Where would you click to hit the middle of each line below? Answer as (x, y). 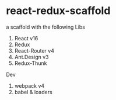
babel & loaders (33, 92)
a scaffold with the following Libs (46, 27)
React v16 (26, 38)
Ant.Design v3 (31, 57)
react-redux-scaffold (58, 11)
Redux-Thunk (31, 63)
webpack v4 (29, 85)
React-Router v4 (34, 50)
